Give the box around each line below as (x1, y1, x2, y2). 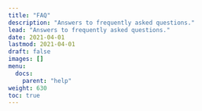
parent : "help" (22, 77, 72, 84)
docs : (15, 70, 34, 77)
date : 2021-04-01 (8, 33, 65, 41)
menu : (8, 63, 26, 70)
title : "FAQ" (8, 11, 51, 20)
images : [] (8, 55, 44, 63)
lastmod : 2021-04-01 (8, 41, 76, 48)
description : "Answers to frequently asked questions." (8, 19, 195, 27)
